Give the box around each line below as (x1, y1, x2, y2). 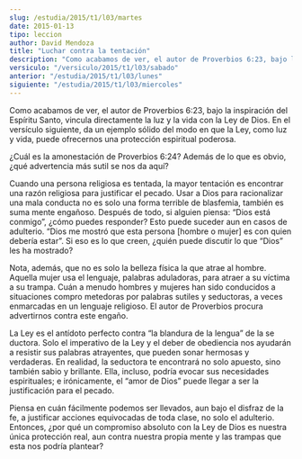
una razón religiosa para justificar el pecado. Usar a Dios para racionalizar (9, 187, 283, 198)
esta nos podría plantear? (9, 440, 104, 451)
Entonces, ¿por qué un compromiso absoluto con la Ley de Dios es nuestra (9, 421, 288, 432)
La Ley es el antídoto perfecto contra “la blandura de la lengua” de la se (9, 328, 275, 338)
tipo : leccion (9, 30, 63, 39)
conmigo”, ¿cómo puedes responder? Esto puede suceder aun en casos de (9, 216, 288, 227)
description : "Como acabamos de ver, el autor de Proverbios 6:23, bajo (9, 55, 288, 64)
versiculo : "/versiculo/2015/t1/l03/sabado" (9, 64, 179, 73)
